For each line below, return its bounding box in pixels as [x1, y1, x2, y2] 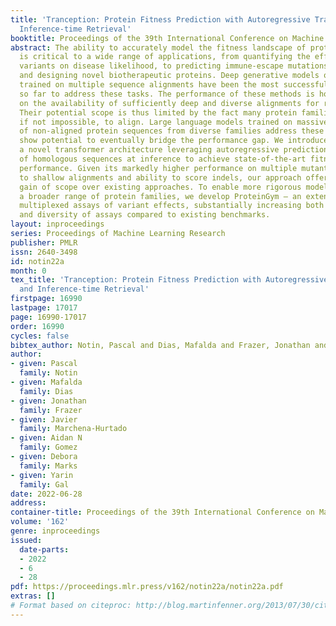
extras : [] [10, 591, 56, 601]
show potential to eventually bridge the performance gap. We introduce [19, 136, 329, 146]
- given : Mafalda [10, 377, 83, 387]
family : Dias [19, 386, 74, 396]
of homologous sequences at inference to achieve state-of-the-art [19, 154, 307, 164]
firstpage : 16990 [10, 294, 83, 304]
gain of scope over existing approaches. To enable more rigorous [19, 182, 302, 192]
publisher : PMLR [10, 237, 78, 248]
